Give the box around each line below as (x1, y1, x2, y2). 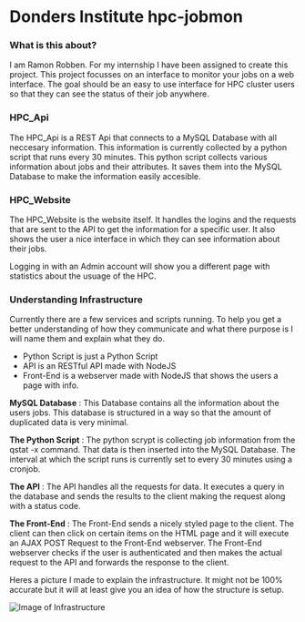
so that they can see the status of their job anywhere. (9, 88, 209, 99)
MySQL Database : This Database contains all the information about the (9, 398, 280, 409)
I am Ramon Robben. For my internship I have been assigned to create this (9, 59, 289, 70)
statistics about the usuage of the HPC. (9, 270, 157, 281)
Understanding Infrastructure (9, 293, 143, 306)
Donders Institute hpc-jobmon (9, 6, 243, 27)
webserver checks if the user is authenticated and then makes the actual (9, 547, 282, 558)
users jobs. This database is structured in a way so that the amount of (9, 407, 271, 418)
